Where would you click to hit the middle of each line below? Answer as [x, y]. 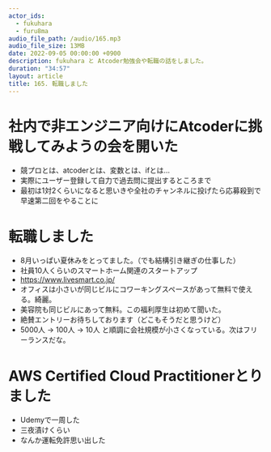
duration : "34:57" [39, 69]
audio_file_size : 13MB [47, 46]
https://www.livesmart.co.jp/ [68, 279]
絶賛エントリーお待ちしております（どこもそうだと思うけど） [123, 320]
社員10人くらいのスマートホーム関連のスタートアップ [109, 271]
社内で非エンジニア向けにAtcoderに [128, 126]
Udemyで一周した [50, 420]
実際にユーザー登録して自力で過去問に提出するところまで [116, 181]
